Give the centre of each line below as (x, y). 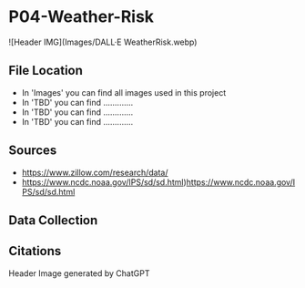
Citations (35, 251)
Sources (33, 151)
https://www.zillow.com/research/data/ (95, 172)
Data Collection (53, 220)
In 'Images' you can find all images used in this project (124, 92)
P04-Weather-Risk (81, 17)
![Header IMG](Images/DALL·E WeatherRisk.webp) (103, 42)
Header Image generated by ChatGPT (79, 273)
